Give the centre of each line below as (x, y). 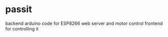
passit (19, 9)
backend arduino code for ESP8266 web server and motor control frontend (84, 23)
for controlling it (22, 28)
